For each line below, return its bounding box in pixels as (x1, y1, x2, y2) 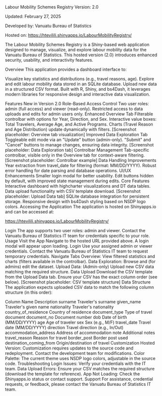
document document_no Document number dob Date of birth (5, 315, 127, 320)
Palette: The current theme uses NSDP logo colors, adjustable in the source (5, 356, 156, 361)
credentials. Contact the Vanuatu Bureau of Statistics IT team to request (5, 248, 148, 254)
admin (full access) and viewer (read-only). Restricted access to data (5, 106, 143, 111)
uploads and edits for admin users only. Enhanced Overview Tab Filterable (5, 111, 153, 117)
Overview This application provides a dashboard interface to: (5, 66, 127, 72)
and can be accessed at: (5, 209, 54, 215)
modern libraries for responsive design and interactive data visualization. (5, 92, 150, 97)
